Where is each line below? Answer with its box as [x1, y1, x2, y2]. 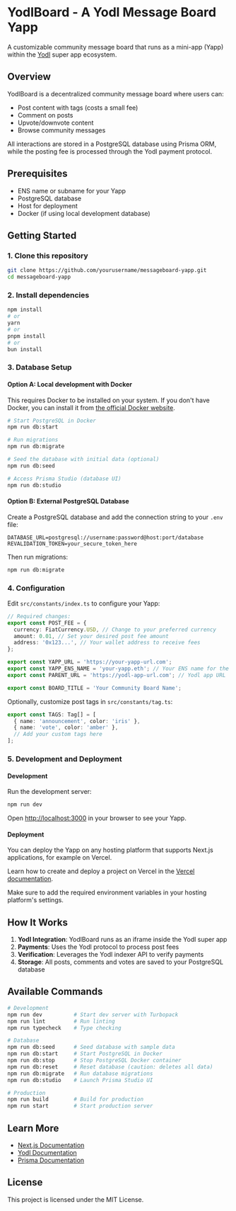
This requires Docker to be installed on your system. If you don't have [7, 396, 210, 404]
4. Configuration [7, 583, 65, 593]
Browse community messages [17, 125, 106, 135]
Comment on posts [17, 110, 73, 119]
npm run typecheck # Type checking [7, 1024, 122, 1031]
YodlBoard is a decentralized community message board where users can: [7, 89, 224, 98]
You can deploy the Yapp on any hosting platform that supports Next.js [7, 846, 213, 854]
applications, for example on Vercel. [7, 853, 112, 862]
